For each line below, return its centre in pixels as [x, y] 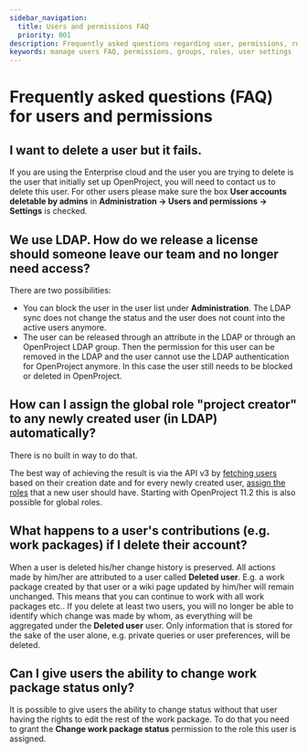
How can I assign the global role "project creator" [153, 404]
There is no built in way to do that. [74, 455]
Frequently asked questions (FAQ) [142, 97]
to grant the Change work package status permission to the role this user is [153, 729]
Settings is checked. [49, 211]
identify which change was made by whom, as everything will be [131, 615]
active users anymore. [64, 327]
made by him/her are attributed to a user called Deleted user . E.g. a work [147, 577]
